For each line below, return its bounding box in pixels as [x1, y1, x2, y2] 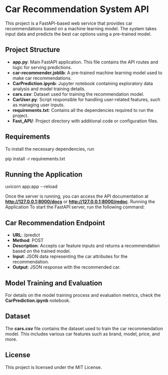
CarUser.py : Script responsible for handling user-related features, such [12, 96, 160, 102]
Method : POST [12, 237, 44, 243]
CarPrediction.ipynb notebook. [5, 297, 71, 303]
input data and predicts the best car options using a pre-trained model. [5, 31, 152, 37]
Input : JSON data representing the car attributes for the [12, 254, 128, 260]
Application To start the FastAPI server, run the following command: [5, 204, 145, 210]
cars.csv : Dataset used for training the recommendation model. [12, 91, 144, 97]
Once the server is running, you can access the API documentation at [5, 193, 149, 200]
